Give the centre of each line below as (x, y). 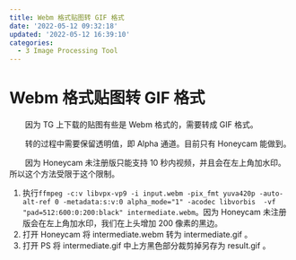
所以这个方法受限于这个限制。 (64, 174)
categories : (31, 43)
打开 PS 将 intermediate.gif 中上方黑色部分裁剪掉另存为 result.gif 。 (146, 246)
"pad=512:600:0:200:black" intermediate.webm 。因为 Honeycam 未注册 (154, 212)
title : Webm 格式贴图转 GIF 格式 (67, 17)
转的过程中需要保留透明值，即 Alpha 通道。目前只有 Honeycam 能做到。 (158, 143)
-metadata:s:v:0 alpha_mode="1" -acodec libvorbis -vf (169, 203)
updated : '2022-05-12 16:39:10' (70, 34)
